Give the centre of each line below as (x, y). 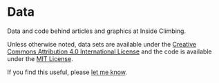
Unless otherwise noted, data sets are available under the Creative (102, 44)
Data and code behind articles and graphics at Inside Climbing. (97, 31)
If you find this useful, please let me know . (67, 72)
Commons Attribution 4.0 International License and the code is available (109, 51)
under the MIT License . (40, 58)
